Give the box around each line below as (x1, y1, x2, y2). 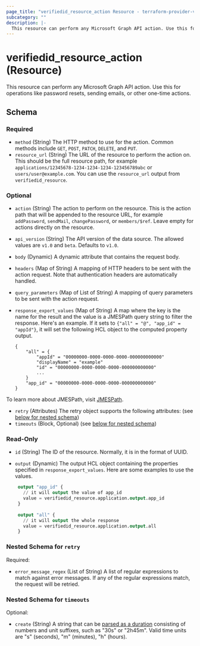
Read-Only (6, 435, 39, 443)
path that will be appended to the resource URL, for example (14, 211, 163, 218)
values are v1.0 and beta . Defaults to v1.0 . (14, 242, 119, 249)
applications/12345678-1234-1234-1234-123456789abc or (14, 163, 153, 170)
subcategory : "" (6, 14, 46, 20)
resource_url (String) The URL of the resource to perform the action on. (14, 151, 192, 158)
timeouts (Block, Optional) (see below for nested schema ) (14, 420, 157, 427)
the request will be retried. (14, 580, 80, 588)
